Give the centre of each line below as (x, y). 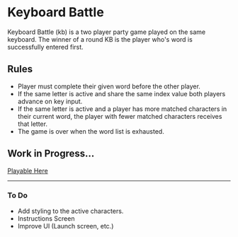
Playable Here (28, 170)
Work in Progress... (51, 154)
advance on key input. (50, 101)
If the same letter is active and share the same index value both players (121, 93)
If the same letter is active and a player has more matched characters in (122, 109)
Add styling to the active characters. (70, 211)
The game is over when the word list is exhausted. (91, 131)
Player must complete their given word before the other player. (109, 86)
